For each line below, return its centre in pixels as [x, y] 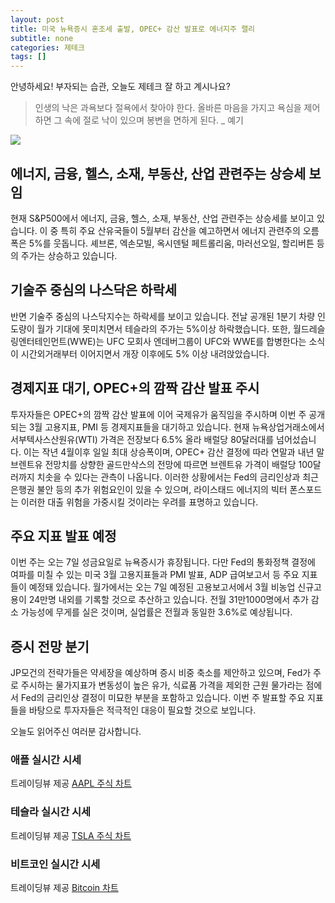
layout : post [37, 19]
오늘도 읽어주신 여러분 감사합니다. [76, 732]
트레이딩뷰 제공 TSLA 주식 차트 [71, 835]
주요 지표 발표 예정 [63, 536]
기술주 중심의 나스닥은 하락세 [94, 290]
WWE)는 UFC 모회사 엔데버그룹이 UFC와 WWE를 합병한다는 [188, 341]
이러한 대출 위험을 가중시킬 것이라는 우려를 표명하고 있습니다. [139, 502]
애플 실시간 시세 [46, 760]
